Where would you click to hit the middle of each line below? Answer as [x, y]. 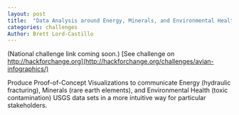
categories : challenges [43, 27]
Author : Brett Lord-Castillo [51, 34]
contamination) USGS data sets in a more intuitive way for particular [107, 98]
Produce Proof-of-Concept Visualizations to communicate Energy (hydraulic [119, 83]
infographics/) [28, 69]
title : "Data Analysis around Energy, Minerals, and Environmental [111, 21]
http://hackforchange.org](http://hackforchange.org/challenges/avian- [111, 62]
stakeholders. [27, 105]
